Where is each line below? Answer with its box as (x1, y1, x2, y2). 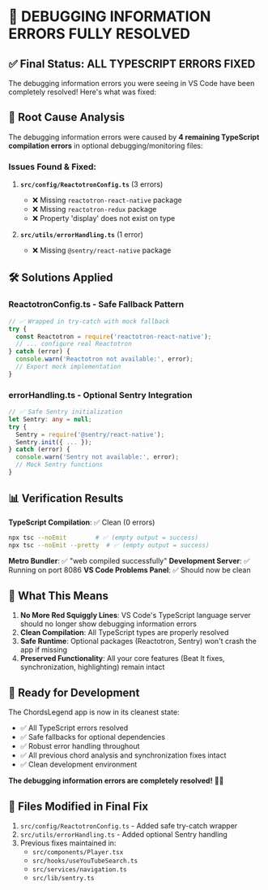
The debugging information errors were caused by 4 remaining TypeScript (8, 132, 260, 141)
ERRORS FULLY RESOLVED (8, 24, 191, 43)
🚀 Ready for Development (8, 685, 140, 699)
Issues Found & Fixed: (8, 161, 97, 172)
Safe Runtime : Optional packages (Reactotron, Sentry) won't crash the (19, 637, 257, 646)
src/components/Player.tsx (32, 848, 124, 856)
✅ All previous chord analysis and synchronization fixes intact (19, 750, 227, 760)
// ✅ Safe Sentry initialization (8, 408, 123, 417)
